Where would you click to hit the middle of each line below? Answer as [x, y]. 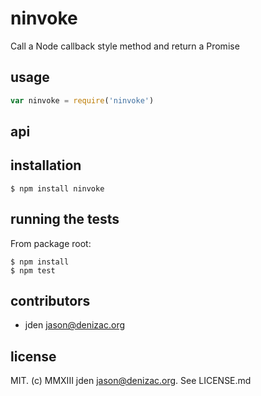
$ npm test [33, 270]
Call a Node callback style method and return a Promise [125, 46]
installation [46, 165]
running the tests [65, 219]
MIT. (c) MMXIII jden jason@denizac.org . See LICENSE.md [131, 381]
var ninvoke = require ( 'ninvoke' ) [82, 100]
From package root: [51, 243]
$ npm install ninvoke [57, 188]
